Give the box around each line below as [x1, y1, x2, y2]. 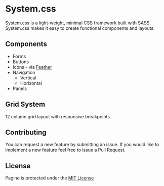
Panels [12, 85, 27, 91]
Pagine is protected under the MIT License [5, 175, 94, 181]
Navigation [12, 69, 35, 75]
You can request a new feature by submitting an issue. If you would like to [5, 142, 159, 148]
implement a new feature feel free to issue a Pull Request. [5, 147, 126, 153]
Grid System [5, 100, 46, 109]
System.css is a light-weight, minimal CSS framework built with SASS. [5, 20, 151, 26]
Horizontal [20, 80, 42, 86]
